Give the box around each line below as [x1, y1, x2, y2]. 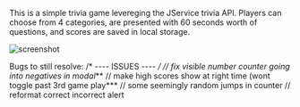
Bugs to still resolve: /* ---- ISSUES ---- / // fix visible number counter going [9, 62, 291, 71]
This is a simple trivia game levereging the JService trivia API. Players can [9, 8, 282, 18]
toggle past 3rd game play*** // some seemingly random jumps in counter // [9, 80, 291, 90]
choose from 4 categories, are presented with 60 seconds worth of [9, 17, 258, 28]
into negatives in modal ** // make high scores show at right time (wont [9, 70, 270, 81]
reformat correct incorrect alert [9, 89, 124, 100]
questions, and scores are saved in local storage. [9, 27, 191, 37]
